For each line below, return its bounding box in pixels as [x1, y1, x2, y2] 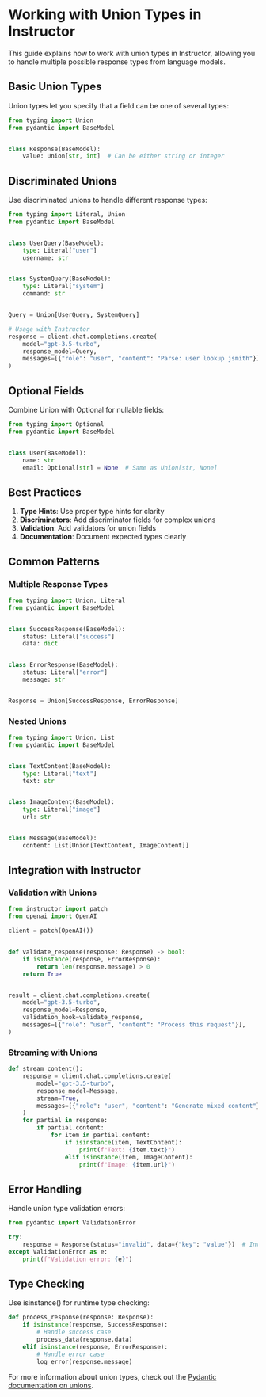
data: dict [22, 640, 59, 648]
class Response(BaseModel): [8, 145, 101, 153]
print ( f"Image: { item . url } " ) [78, 1160, 176, 1169]
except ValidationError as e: [8, 1247, 108, 1256]
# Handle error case [36, 1350, 104, 1358]
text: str [22, 777, 55, 785]
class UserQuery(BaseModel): [8, 239, 104, 247]
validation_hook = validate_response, [22, 1014, 144, 1022]
